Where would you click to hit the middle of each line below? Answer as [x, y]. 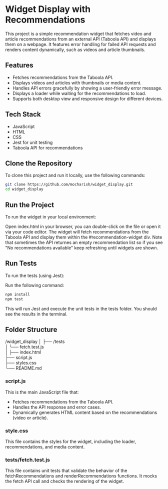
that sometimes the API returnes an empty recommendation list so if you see [84, 242]
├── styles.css [21, 363]
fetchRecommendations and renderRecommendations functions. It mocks [81, 476]
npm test [14, 299]
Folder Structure [31, 329]
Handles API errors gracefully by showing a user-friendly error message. [87, 88]
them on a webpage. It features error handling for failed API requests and [80, 44]
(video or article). [30, 417]
